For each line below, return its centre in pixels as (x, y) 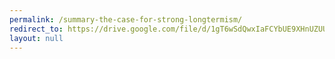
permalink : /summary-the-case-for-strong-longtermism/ (126, 19)
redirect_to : (36, 29)
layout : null (36, 38)
